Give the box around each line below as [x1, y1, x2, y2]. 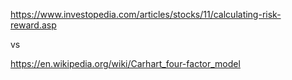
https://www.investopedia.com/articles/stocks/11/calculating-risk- [10, 9, 282, 20]
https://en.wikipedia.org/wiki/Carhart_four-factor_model [10, 58, 241, 69]
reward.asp [10, 19, 57, 31]
